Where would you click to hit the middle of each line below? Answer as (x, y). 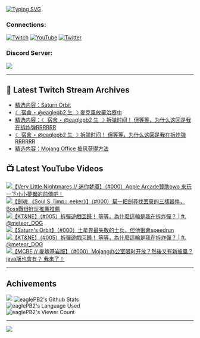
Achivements (32, 283)
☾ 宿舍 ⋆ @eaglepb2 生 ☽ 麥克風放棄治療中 (68, 113)
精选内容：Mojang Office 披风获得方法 (62, 148)
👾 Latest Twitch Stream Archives (68, 90)
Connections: (26, 24)
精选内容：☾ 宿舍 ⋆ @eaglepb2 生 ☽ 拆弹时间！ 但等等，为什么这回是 (100, 120)
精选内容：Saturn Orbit (43, 105)
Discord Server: (29, 53)
